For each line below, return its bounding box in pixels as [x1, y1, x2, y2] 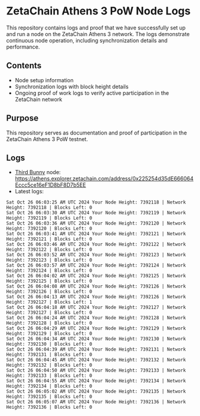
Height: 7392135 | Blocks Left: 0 [6, 394, 93, 400]
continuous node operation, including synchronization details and [6, 37, 168, 44]
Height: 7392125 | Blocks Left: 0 [6, 278, 93, 285]
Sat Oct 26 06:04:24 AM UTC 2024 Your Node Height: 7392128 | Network [6, 315, 186, 321]
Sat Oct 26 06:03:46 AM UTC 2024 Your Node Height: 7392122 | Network [6, 241, 186, 247]
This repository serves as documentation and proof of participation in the [6, 129, 187, 136]
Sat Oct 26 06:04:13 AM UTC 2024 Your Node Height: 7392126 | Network [6, 294, 186, 300]
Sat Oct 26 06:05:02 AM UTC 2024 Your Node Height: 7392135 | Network [6, 388, 186, 394]
